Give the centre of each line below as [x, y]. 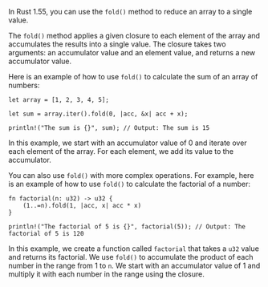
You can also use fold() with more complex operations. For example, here [131, 175]
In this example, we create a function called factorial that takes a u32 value [134, 249]
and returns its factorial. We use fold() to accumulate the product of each [131, 257]
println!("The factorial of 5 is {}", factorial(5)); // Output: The [127, 227]
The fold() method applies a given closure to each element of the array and [134, 36]
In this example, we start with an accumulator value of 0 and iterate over [128, 143]
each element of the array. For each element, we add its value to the [121, 151]
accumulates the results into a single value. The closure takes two [117, 44]
